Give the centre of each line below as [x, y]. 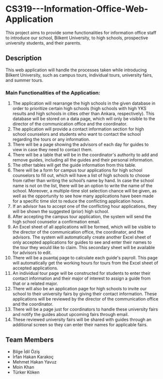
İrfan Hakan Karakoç [33, 357]
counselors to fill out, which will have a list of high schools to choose [81, 175]
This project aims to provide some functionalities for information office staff [81, 32]
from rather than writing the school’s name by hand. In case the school [83, 181]
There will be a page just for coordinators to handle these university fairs [85, 309]
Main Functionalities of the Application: [53, 93]
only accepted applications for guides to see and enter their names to [82, 242]
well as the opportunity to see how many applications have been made [83, 196]
